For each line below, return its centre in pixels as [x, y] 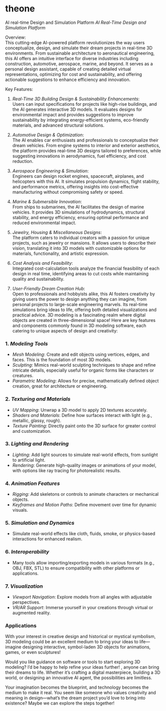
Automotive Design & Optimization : [48, 135]
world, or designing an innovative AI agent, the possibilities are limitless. [79, 678]
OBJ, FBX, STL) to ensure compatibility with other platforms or [76, 568]
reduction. [23, 161]
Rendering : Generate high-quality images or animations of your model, [84, 465]
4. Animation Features [33, 483]
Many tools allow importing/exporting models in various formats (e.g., [83, 562]
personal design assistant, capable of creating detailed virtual [68, 69]
